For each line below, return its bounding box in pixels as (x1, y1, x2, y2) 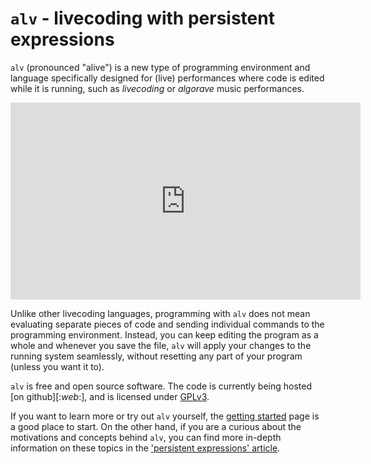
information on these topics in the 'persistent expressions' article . (10, 442, 281, 454)
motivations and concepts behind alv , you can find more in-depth (10, 431, 282, 443)
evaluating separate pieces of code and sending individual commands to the (10, 318, 325, 330)
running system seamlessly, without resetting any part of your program (10, 350, 303, 362)
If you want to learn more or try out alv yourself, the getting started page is (10, 410, 320, 422)
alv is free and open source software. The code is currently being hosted (10, 380, 313, 392)
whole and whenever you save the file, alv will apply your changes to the (10, 339, 312, 351)
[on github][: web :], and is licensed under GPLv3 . (10, 390, 210, 402)
